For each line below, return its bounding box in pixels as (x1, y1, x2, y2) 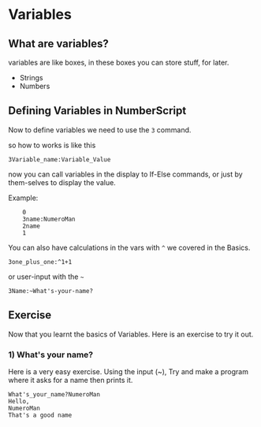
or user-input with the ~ (8, 272, 84, 281)
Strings (19, 73, 43, 82)
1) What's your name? (8, 349, 94, 360)
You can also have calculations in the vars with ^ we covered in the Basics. (8, 243, 251, 252)
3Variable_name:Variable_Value (8, 155, 111, 163)
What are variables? (8, 37, 109, 50)
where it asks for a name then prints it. (8, 375, 133, 384)
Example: (8, 193, 39, 202)
